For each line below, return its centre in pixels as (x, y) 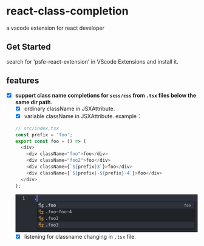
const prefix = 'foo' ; (44, 135)
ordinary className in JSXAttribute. (70, 108)
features (23, 81)
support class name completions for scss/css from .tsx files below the (105, 95)
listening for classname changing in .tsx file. (80, 236)
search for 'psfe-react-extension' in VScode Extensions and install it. (93, 61)
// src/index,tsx (37, 128)
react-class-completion (67, 11)
